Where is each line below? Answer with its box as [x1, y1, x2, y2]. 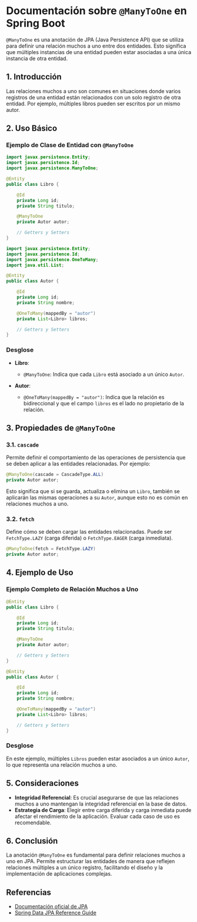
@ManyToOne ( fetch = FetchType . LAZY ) [6, 546, 96, 552]
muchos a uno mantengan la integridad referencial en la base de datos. [14, 800, 187, 807]
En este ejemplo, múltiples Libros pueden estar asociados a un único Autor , [6, 755, 190, 762]
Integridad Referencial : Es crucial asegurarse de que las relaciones [14, 794, 179, 801]
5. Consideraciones [6, 778, 79, 788]
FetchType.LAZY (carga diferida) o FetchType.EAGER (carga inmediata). [6, 534, 173, 542]
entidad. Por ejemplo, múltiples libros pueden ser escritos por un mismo [6, 100, 181, 107]
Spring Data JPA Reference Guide [14, 909, 97, 916]
